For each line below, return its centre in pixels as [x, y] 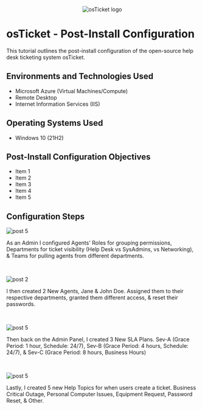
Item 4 [23, 191]
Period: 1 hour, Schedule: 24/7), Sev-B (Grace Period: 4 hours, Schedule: [97, 346]
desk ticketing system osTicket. [46, 57]
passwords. [21, 304]
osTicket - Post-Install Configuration [100, 34]
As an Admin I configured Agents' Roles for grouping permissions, [89, 243]
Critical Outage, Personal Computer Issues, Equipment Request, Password [99, 394]
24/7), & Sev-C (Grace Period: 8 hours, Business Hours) [76, 352]
